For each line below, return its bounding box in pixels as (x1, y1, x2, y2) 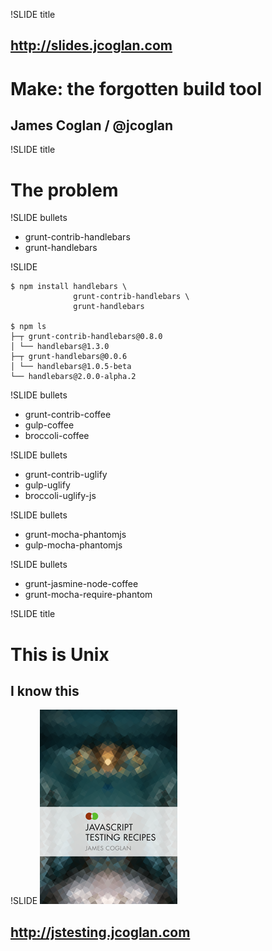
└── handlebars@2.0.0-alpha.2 (10, 372, 137, 382)
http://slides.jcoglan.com (10, 37, 173, 54)
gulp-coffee (24, 419, 75, 431)
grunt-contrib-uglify (24, 469, 108, 481)
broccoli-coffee (24, 430, 90, 442)
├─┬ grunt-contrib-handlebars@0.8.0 (10, 332, 163, 342)
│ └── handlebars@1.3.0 (10, 342, 110, 352)
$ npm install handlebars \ (10, 282, 128, 292)
